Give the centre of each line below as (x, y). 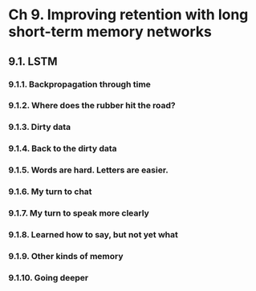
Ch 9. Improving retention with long (128, 15)
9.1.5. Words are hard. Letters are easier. (88, 170)
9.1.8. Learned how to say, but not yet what (93, 234)
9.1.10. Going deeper (49, 277)
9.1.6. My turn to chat (50, 192)
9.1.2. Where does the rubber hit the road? (92, 106)
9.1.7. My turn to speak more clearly (79, 213)
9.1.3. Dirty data (40, 127)
